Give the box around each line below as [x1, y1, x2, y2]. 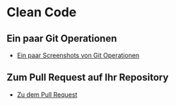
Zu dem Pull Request [16, 90, 78, 99]
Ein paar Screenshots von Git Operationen [16, 51, 140, 59]
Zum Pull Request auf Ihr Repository [6, 71, 169, 83]
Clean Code [6, 4, 77, 20]
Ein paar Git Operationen [6, 33, 117, 45]
